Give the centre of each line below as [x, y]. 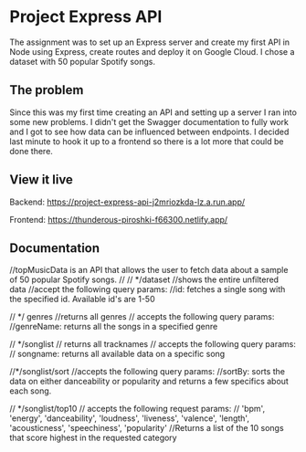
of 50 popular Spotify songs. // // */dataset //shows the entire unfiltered [144, 279]
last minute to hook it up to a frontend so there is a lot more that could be [147, 141]
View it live [41, 180]
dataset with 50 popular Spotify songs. [82, 61]
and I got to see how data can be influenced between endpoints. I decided [149, 131]
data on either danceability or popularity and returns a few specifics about [149, 382]
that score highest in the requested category [93, 438]
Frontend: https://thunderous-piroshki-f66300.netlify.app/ [119, 219]
